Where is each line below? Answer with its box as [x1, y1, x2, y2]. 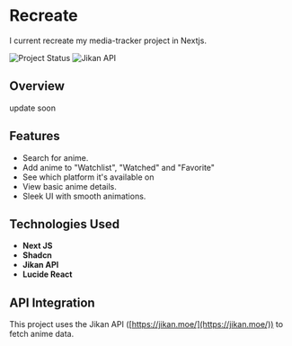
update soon [9, 102, 57, 113]
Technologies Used [9, 217, 119, 232]
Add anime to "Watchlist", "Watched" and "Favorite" [22, 162, 216, 173]
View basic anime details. [22, 181, 117, 191]
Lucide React [22, 269, 73, 279]
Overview [9, 78, 66, 94]
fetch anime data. [9, 329, 75, 340]
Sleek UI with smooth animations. [22, 191, 146, 201]
